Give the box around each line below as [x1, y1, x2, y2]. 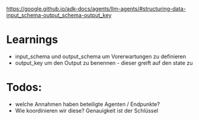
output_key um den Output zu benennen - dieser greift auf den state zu [15, 59, 194, 66]
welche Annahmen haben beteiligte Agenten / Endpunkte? [15, 100, 160, 108]
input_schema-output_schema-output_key [6, 12, 112, 19]
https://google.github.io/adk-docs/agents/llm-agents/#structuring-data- [6, 5, 186, 12]
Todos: [6, 81, 42, 95]
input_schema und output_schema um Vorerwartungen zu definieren [15, 53, 186, 60]
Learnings [6, 33, 59, 47]
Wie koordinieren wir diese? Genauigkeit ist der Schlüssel [15, 107, 158, 114]
